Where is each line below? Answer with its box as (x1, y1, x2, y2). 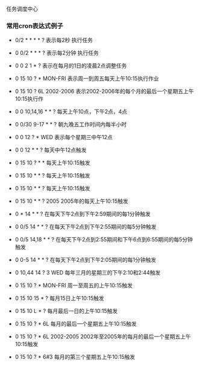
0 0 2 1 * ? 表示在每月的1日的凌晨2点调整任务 (14, 62, 127, 69)
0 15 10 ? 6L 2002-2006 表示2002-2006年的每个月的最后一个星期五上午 (14, 88, 194, 95)
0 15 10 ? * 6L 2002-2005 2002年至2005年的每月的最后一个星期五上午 (14, 333, 191, 340)
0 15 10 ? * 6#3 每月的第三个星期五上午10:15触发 (14, 353, 136, 361)
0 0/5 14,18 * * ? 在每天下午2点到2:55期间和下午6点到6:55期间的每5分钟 (14, 236, 193, 243)
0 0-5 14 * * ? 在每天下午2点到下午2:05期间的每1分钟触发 (14, 256, 157, 264)
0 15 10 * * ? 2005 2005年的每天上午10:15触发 (14, 197, 128, 205)
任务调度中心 (6, 5, 38, 12)
